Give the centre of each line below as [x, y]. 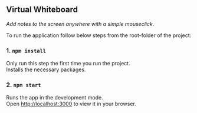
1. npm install [26, 51]
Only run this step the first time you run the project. [68, 64]
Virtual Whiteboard [42, 10]
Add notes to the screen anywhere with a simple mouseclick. [80, 24]
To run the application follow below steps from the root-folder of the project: [99, 35]
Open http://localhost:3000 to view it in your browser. [71, 104]
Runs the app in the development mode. [55, 98]
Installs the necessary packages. [46, 69]
